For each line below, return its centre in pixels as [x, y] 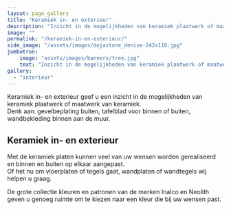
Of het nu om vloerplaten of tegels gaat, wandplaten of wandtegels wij [107, 172]
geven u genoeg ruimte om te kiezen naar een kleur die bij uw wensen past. [114, 199]
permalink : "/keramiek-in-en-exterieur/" [67, 39]
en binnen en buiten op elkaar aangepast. [66, 164]
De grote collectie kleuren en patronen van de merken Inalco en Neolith [108, 192]
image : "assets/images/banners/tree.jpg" [79, 58]
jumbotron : [23, 52]
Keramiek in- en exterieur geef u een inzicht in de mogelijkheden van [105, 97]
